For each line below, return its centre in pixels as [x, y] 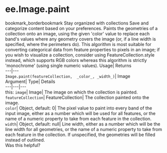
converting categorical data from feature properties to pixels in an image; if [82, 49]
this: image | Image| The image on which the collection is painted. [71, 92]
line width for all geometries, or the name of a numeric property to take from [84, 129]
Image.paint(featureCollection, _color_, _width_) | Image [68, 76]
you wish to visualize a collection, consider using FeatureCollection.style [80, 55]
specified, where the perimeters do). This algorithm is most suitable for [78, 44]
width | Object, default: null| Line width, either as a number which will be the [83, 124]
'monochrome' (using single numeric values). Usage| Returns [68, 65]
